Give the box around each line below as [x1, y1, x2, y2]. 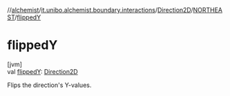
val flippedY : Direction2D [7, 67, 78, 75]
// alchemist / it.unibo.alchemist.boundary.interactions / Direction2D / [7, 6, 193, 14]
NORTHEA [193, 6, 223, 14]
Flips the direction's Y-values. [7, 81, 92, 89]
